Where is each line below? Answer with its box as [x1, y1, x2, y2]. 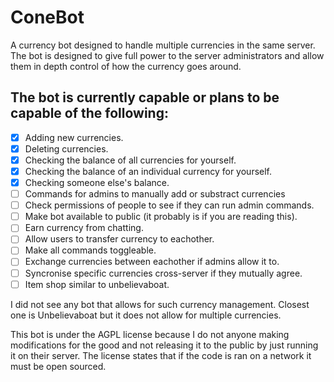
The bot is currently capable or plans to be [10, 89, 280, 106]
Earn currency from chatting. [24, 222, 144, 234]
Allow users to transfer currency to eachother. [24, 233, 215, 245]
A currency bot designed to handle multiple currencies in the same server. [10, 39, 316, 51]
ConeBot [10, 6, 85, 29]
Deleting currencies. [24, 142, 109, 155]
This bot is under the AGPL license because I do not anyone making [10, 328, 290, 340]
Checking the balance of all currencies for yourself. [24, 154, 237, 166]
